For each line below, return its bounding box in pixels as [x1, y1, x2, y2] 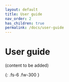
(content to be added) [5, 62, 49, 68]
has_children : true [5, 20, 45, 26]
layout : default [5, 7, 38, 12]
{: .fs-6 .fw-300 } [5, 72, 40, 78]
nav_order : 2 [5, 16, 32, 21]
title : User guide [5, 12, 42, 17]
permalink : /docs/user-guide [5, 25, 64, 30]
